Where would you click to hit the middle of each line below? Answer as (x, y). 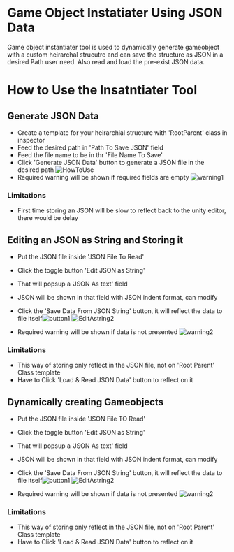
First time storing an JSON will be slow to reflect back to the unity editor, (122, 210)
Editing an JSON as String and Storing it (95, 240)
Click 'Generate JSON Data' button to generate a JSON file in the (111, 162)
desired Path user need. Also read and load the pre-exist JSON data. (106, 61)
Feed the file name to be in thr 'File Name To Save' (90, 154)
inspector (31, 140)
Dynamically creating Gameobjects (86, 402)
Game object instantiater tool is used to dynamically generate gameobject (114, 47)
